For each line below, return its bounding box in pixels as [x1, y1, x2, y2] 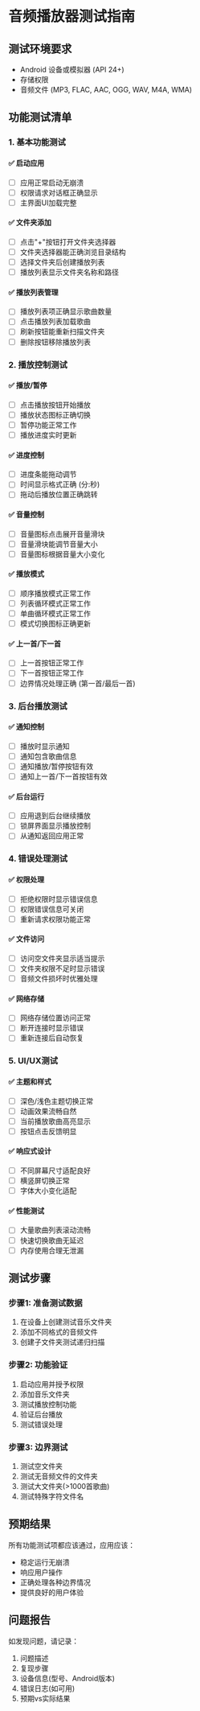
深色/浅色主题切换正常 [19, 1096, 94, 1106]
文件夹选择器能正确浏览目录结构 [19, 247, 126, 257]
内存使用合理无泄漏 [19, 1245, 84, 1255]
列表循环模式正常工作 [19, 598, 91, 608]
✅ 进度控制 [8, 450, 45, 459]
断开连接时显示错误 [19, 1023, 84, 1033]
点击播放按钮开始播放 [19, 400, 91, 409]
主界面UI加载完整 [19, 198, 77, 208]
